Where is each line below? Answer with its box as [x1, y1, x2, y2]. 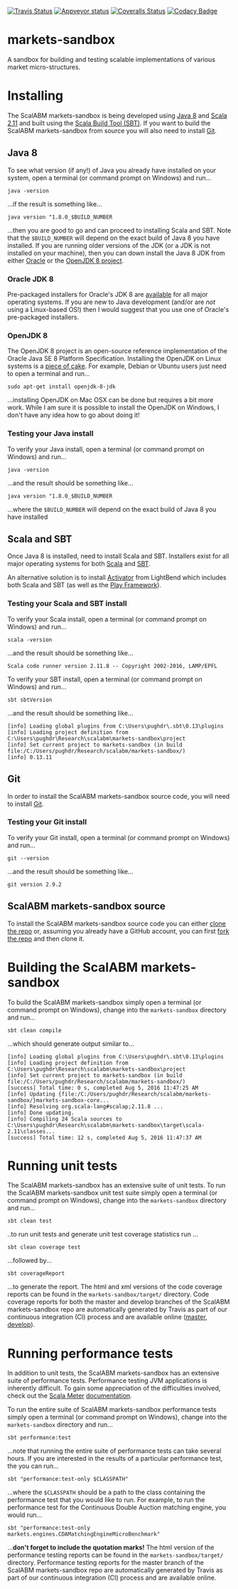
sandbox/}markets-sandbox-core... [7, 1096, 110, 1103]
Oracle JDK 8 [7, 274, 54, 284]
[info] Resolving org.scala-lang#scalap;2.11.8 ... [7, 1103, 163, 1110]
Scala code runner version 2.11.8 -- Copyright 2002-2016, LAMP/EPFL [7, 662, 218, 669]
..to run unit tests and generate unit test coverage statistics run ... [7, 1230, 199, 1239]
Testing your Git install [7, 817, 87, 827]
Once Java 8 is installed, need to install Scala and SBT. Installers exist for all [7, 552, 229, 560]
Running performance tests [7, 1346, 173, 1361]
